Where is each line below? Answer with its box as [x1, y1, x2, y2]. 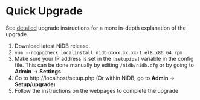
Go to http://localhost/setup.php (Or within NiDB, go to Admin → [14, 74, 175, 81]
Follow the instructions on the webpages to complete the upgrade [14, 87, 179, 94]
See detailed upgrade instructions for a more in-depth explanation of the [5, 24, 187, 31]
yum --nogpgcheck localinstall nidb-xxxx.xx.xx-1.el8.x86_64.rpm [14, 49, 182, 55]
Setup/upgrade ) [14, 80, 56, 88]
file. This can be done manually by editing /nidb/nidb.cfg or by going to [14, 61, 195, 69]
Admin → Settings [14, 67, 62, 75]
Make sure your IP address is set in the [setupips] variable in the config [14, 55, 194, 62]
